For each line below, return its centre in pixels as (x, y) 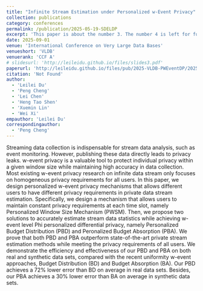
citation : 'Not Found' (35, 74)
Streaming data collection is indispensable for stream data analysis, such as (101, 147)
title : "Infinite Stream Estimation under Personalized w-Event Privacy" (101, 12)
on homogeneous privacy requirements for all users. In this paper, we (93, 180)
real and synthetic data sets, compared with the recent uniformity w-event (99, 257)
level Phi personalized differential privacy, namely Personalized (100, 225)
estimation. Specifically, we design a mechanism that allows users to (92, 199)
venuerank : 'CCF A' (31, 57)
